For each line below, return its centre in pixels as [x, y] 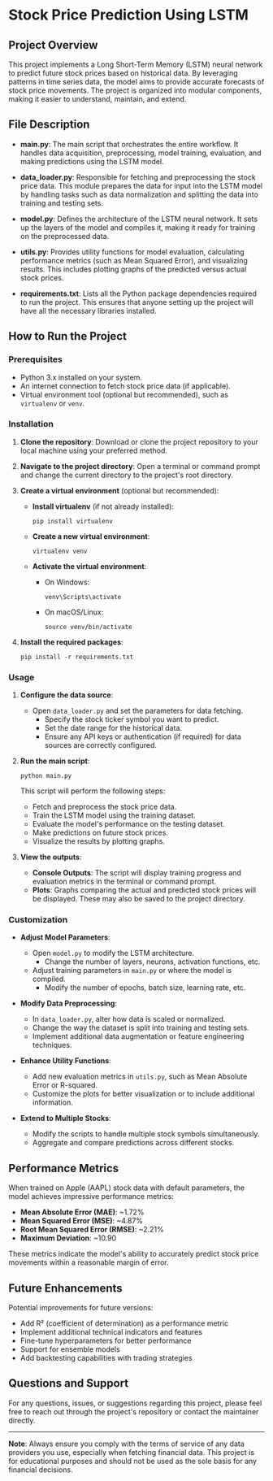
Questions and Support [69, 1383]
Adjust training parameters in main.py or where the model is [132, 971]
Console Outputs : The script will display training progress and [136, 873]
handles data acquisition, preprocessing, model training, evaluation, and [141, 153]
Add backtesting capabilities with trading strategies [106, 1358]
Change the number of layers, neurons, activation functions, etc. [152, 962]
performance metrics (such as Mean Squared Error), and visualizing [134, 260]
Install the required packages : [71, 642]
